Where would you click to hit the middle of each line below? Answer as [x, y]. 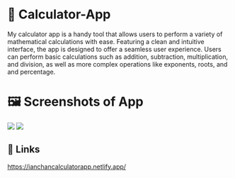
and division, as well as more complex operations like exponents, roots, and [117, 64]
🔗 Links [24, 149]
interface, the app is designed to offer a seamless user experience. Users [114, 49]
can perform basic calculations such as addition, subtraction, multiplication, [118, 57]
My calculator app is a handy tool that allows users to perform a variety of [115, 34]
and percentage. [31, 72]
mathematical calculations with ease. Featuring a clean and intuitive [106, 41]
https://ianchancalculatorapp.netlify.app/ [67, 167]
